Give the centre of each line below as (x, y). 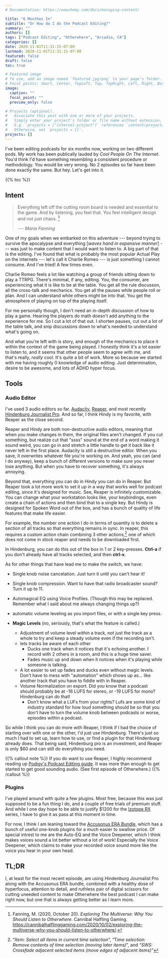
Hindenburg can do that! (45, 697)
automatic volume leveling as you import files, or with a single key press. (87, 614)
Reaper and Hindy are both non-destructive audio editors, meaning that (79, 429)
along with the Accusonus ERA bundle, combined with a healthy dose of (79, 884)
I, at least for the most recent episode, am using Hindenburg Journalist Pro (82, 878)
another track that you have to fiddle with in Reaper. (73, 681)
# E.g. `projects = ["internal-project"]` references (64, 125)
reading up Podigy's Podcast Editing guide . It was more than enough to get (82, 764)
